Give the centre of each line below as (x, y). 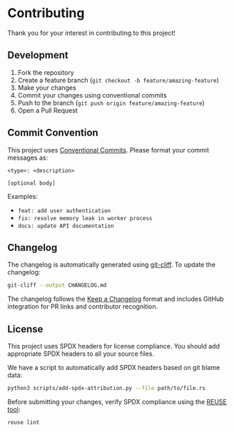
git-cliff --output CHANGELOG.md (57, 286)
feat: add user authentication (64, 211)
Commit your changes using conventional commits (92, 95)
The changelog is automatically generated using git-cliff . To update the (112, 264)
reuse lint (24, 422)
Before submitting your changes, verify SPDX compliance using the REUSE (117, 401)
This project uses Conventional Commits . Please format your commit (108, 150)
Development (38, 55)
